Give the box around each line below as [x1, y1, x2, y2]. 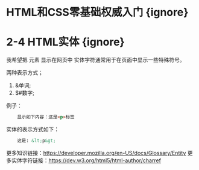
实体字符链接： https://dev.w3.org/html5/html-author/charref [11, 157, 162, 164]
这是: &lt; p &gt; [17, 138, 56, 144]
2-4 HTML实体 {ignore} [6, 35, 125, 49]
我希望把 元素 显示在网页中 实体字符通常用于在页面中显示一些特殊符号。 [6, 56, 185, 64]
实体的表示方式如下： [6, 126, 59, 133]
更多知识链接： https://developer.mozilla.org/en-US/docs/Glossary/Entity [6, 149, 186, 156]
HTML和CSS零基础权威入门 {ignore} [6, 5, 189, 19]
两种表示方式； [6, 69, 43, 76]
